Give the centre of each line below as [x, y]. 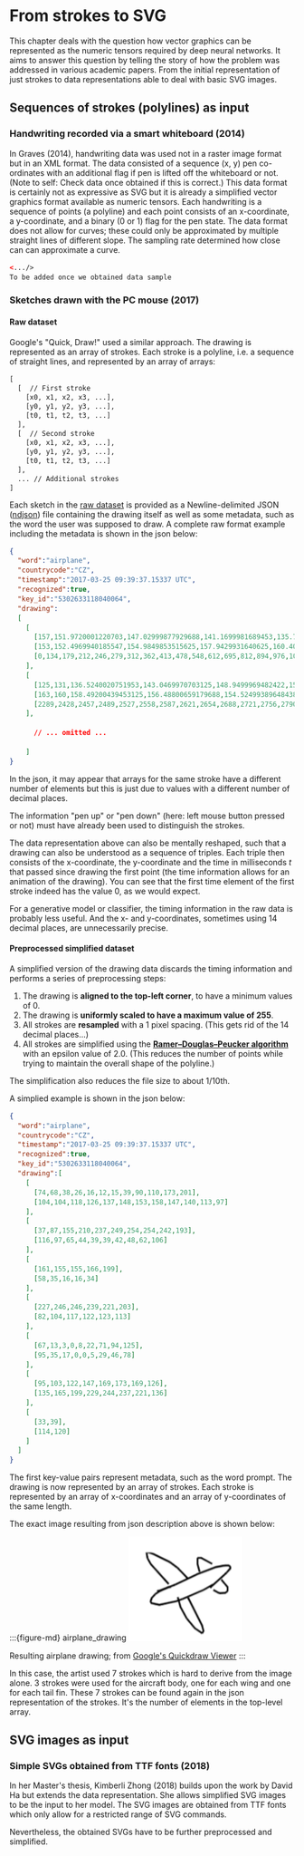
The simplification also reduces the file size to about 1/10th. [120, 1080]
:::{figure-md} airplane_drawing [68, 1638]
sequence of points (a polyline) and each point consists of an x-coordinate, [149, 211]
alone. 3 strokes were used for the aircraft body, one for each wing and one [150, 1683]
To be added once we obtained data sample [90, 277]
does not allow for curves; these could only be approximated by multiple [144, 230]
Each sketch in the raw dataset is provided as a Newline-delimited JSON [144, 505]
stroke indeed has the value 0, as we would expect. [105, 891]
